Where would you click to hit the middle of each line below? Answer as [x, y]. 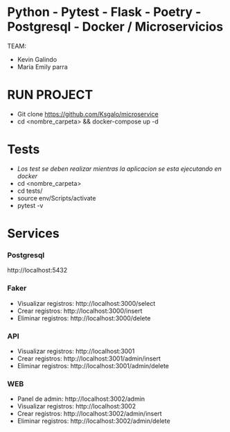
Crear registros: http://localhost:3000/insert [80, 311]
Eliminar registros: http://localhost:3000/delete [84, 318]
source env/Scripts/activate [56, 198]
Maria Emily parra [42, 67]
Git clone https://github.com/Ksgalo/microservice [88, 114]
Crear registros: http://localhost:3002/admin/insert [89, 414]
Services [34, 234]
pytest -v [30, 205]
